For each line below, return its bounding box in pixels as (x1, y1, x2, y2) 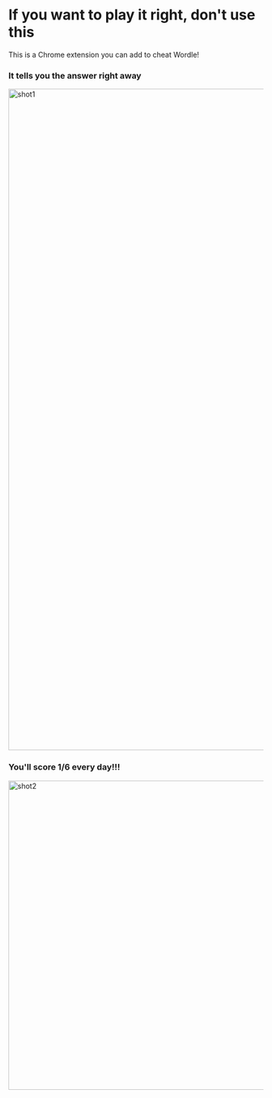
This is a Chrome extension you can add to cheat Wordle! (8, 49, 200, 59)
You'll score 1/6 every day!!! (8, 761, 121, 773)
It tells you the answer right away (8, 70, 142, 81)
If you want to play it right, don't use (8, 6, 256, 24)
